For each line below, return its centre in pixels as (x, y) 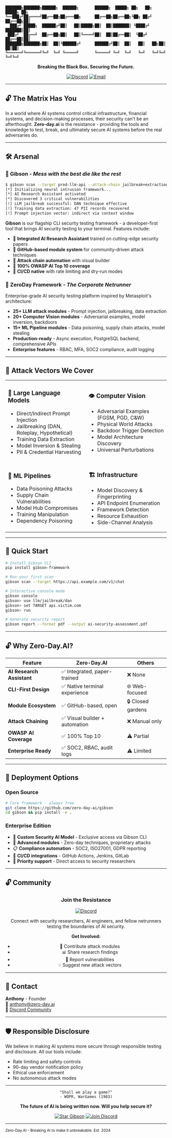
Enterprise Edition (28, 826)
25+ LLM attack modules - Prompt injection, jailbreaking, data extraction (90, 311)
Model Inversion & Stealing (49, 446)
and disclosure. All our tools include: (44, 1052)
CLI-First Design (29, 690)
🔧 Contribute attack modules (90, 946)
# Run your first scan (29, 577)
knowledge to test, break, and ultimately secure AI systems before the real (84, 130)
